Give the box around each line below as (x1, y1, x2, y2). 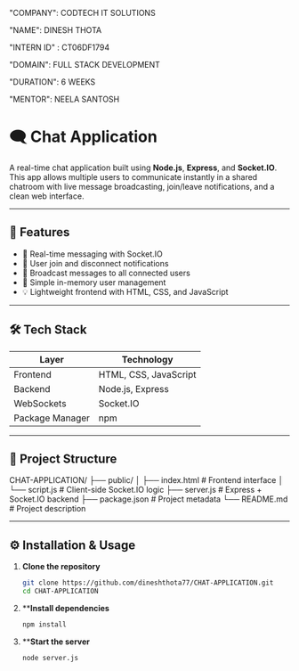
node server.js (21, 653, 79, 662)
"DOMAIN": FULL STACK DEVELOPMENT (9, 60, 160, 70)
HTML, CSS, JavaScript (98, 368, 197, 381)
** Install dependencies (21, 602, 109, 613)
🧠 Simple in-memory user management (21, 276, 166, 288)
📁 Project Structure (9, 451, 117, 466)
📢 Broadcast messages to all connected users (21, 267, 191, 278)
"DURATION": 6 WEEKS (9, 77, 96, 87)
